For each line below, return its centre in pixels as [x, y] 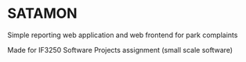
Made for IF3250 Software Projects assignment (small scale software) [120, 50]
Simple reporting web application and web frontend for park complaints [123, 35]
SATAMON [42, 14]
